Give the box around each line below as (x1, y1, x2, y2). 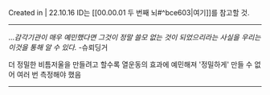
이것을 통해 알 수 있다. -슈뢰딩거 (8, 43, 108, 52)
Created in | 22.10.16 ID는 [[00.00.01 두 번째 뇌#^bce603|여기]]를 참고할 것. (8, 8, 250, 17)
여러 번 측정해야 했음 (16, 70, 82, 79)
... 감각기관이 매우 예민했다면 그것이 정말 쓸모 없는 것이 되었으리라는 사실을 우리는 (8, 32, 261, 42)
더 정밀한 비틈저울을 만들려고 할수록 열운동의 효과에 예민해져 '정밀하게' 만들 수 (8, 60, 253, 69)
